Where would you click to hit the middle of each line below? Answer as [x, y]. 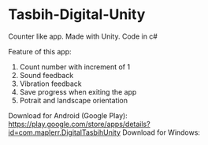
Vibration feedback [51, 84]
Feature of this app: [40, 51]
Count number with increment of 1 [75, 67]
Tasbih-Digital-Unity [77, 15]
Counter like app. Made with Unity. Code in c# [83, 36]
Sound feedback [46, 75]
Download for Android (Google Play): [68, 115]
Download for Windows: [161, 132]
